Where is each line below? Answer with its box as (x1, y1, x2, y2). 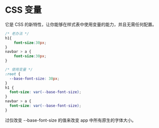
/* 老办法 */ (5, 31, 29, 36)
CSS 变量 (5, 4, 42, 16)
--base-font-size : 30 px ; (9, 76, 60, 81)
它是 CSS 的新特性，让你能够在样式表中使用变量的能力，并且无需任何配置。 (5, 21, 157, 27)
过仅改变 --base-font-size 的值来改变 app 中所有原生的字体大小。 (5, 117, 136, 123)
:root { (5, 72, 21, 76)
